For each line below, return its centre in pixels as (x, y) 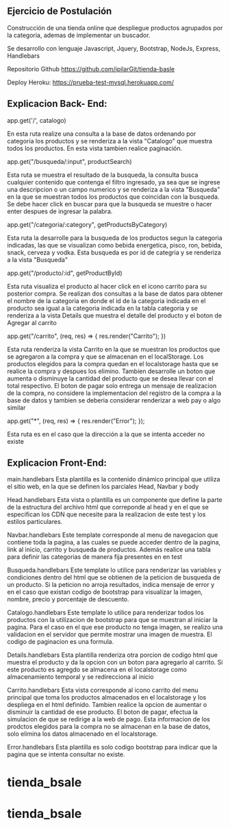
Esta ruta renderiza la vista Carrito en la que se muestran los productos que (114, 349)
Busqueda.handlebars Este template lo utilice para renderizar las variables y (114, 570)
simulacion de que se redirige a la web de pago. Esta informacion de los (108, 719)
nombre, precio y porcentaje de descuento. (68, 599)
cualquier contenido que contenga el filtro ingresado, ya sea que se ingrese (114, 182)
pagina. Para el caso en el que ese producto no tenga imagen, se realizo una (115, 627)
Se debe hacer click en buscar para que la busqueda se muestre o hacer (110, 204)
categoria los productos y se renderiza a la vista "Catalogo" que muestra (110, 141)
